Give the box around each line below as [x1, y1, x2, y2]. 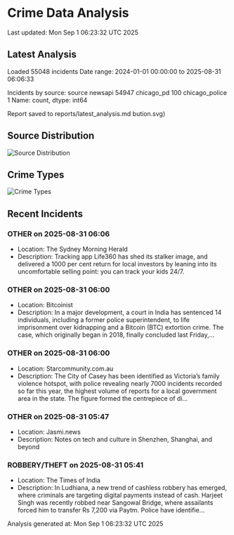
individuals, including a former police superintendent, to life [17, 316, 190, 324]
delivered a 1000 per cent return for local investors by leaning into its [17, 260, 217, 269]
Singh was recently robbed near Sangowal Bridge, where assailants [17, 498, 214, 507]
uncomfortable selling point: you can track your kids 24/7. [17, 267, 185, 276]
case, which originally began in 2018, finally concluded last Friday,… [17, 330, 215, 339]
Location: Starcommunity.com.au [17, 364, 114, 373]
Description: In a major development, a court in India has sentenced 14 [17, 308, 222, 317]
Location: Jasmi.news [17, 427, 81, 436]
